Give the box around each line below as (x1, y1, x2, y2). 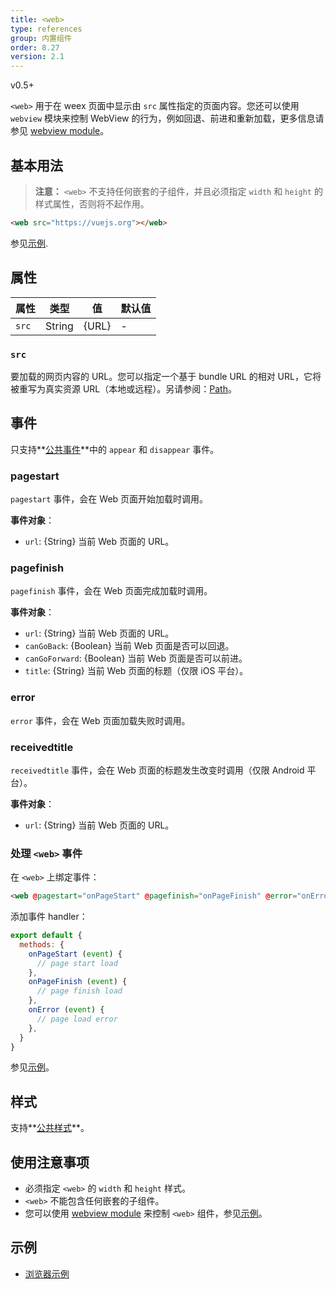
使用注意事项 (10, 1154, 90, 1171)
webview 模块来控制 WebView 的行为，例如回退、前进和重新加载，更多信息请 (10, 112, 325, 125)
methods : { (19, 939, 65, 950)
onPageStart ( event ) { (28, 949, 123, 959)
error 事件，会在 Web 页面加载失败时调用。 (10, 714, 191, 726)
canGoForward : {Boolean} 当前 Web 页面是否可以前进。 (24, 652, 248, 665)
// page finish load (36, 986, 123, 996)
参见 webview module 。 (10, 125, 110, 137)
